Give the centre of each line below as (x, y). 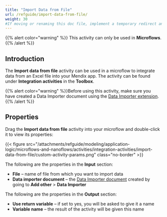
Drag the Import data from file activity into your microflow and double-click (83, 129)
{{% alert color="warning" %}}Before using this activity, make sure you (78, 91)
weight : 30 (16, 19)
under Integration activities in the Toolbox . (50, 81)
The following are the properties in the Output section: (61, 194)
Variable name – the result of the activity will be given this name (78, 209)
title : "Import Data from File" (39, 10)
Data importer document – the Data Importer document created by (81, 179)
